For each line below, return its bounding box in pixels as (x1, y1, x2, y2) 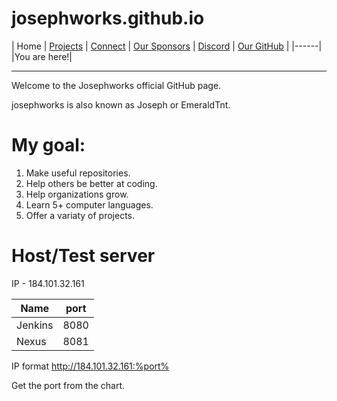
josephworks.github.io (11, 7, 205, 30)
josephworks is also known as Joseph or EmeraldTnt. (11, 98, 231, 111)
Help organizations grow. (25, 188, 129, 200)
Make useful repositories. (25, 167, 131, 179)
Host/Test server (11, 245, 156, 267)
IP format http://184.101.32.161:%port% (11, 360, 170, 372)
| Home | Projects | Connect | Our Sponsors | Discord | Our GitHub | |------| (11, 40, 323, 52)
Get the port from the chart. (11, 379, 126, 391)
